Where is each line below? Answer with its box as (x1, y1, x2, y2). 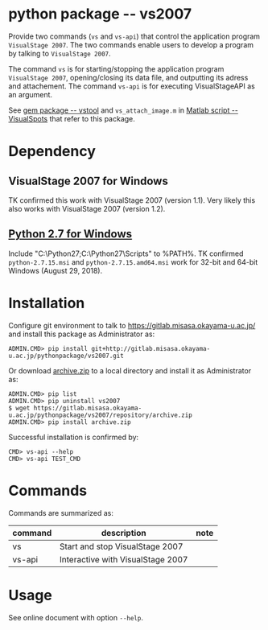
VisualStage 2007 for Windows (8, 174, 169, 187)
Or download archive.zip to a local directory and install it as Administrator (8, 365, 252, 375)
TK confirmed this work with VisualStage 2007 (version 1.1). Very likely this (8, 195, 256, 205)
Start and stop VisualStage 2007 (59, 541, 183, 552)
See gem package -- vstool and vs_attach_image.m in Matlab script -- (8, 105, 239, 115)
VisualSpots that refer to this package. (8, 113, 135, 123)
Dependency (8, 142, 97, 161)
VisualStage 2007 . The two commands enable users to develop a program (8, 39, 254, 49)
